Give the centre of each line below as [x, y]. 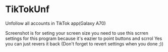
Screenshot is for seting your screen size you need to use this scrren [77, 33]
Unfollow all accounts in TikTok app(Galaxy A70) [55, 23]
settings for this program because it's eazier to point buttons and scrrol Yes [84, 38]
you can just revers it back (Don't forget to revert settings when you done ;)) [85, 43]
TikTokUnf [27, 9]
